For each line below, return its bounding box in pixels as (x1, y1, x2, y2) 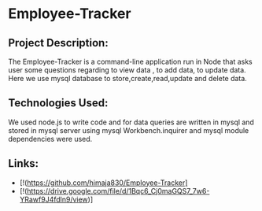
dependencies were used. (8, 134, 93, 143)
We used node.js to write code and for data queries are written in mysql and (8, 117, 254, 127)
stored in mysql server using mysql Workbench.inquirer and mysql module (8, 125, 249, 135)
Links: (8, 157, 39, 170)
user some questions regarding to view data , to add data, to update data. (8, 65, 246, 75)
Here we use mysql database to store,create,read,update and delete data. (8, 74, 248, 83)
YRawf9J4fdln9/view (19, 194, 88, 204)
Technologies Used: (8, 96, 109, 110)
